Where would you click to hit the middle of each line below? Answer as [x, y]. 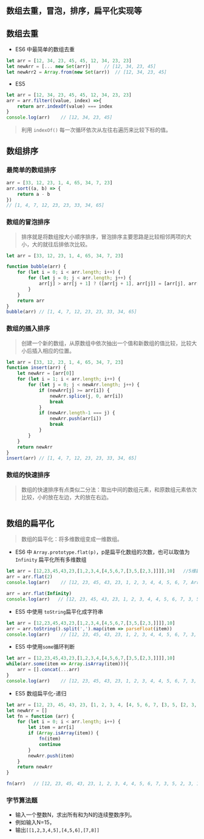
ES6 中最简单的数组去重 [45, 49]
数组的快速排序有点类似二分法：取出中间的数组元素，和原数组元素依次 [109, 489]
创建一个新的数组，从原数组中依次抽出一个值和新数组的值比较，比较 [106, 343]
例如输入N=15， [35, 823]
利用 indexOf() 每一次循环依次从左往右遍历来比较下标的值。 [96, 130]
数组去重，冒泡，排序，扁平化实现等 [74, 11]
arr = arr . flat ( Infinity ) [39, 594]
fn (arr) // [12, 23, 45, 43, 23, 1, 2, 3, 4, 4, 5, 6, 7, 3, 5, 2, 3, [100, 784]
